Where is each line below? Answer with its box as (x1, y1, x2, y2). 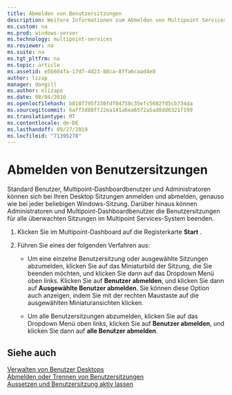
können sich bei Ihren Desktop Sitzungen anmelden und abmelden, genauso (7, 192, 224, 201)
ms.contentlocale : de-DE (7, 119, 79, 127)
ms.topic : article (7, 62, 60, 68)
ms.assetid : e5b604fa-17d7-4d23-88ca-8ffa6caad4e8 (7, 68, 156, 75)
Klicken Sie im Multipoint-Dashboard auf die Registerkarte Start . (17, 228, 202, 236)
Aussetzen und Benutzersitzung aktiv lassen (7, 380, 133, 388)
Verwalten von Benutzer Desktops (7, 365, 104, 374)
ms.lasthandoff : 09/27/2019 (7, 126, 88, 133)
